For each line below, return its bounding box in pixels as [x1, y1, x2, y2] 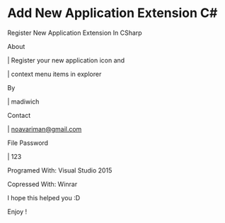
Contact [7, 111, 30, 119]
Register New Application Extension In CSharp [7, 28, 143, 37]
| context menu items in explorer [7, 70, 102, 78]
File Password [7, 138, 48, 147]
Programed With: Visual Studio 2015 [7, 165, 112, 175]
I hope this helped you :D [7, 193, 81, 202]
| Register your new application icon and [7, 55, 125, 65]
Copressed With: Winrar [7, 180, 78, 188]
